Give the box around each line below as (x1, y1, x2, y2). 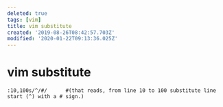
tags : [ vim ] (7, 16, 41, 23)
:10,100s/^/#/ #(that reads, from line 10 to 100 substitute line (7, 87, 216, 94)
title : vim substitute (7, 22, 72, 29)
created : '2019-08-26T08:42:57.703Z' (7, 29, 115, 36)
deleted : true (7, 10, 48, 17)
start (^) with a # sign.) (7, 93, 84, 100)
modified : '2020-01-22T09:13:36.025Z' (7, 35, 118, 42)
